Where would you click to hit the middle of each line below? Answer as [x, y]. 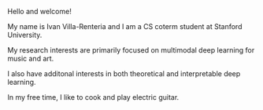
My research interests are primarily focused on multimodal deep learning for [131, 50]
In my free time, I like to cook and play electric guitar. [93, 97]
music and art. [31, 59]
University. [25, 35]
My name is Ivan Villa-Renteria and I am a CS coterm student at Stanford [125, 26]
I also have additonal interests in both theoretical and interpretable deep [124, 73]
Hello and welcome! [39, 11]
